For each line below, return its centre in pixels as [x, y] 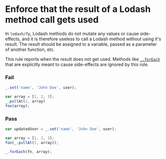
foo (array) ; [17, 106]
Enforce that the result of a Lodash [78, 9]
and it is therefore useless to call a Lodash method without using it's [91, 39]
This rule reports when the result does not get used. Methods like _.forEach [83, 59]
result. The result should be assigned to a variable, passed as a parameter [81, 44]
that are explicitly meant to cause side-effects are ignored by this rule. [77, 64]
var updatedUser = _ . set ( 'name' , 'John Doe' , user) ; [61, 129]
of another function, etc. [30, 49]
